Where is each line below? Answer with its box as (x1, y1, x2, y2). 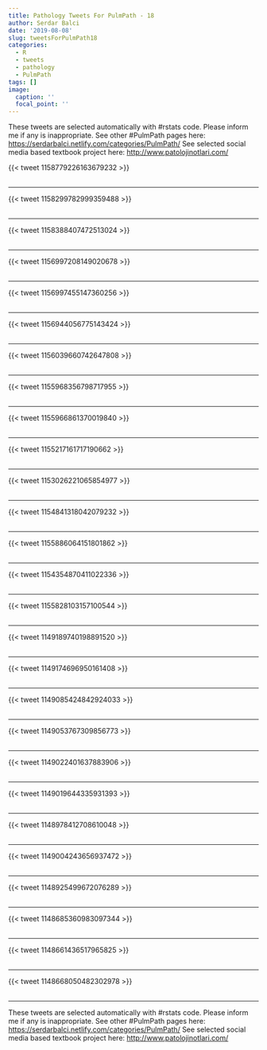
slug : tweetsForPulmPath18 (8, 33, 98, 42)
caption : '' (15, 93, 56, 101)
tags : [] (8, 78, 37, 86)
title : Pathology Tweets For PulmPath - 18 (8, 11, 155, 20)
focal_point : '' (15, 100, 69, 108)
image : (8, 85, 30, 94)
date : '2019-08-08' (8, 26, 73, 34)
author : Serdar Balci (8, 19, 80, 27)
